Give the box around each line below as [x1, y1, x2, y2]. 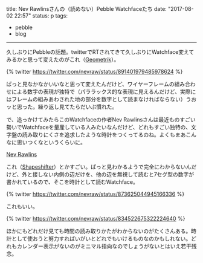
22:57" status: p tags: [14, 12, 68, 19]
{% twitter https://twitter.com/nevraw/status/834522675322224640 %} [6, 215, 185, 222]
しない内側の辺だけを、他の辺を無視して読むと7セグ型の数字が [37, 171, 195, 178]
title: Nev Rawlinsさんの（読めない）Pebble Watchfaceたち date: [6, 5, 167, 12]
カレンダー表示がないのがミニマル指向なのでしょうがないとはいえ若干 [16, 242, 192, 250]
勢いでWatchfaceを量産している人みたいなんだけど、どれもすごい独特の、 [6, 123, 192, 131]
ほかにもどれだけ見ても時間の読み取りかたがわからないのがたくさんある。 [6, 227, 192, 235]
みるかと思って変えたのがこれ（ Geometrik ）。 [6, 56, 120, 63]
